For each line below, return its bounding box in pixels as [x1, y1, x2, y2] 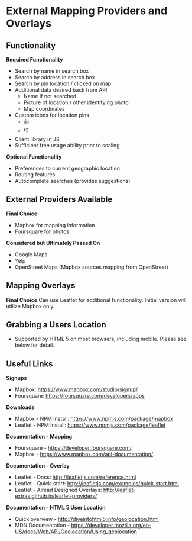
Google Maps [14, 250, 48, 258]
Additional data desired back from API [14, 86, 108, 93]
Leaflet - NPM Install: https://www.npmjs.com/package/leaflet [14, 421, 166, 429]
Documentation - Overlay [6, 462, 70, 469]
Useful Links [6, 359, 53, 369]
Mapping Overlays [6, 281, 76, 291]
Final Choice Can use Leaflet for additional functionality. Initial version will [6, 296, 187, 303]
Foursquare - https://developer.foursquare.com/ [14, 445, 132, 452]
